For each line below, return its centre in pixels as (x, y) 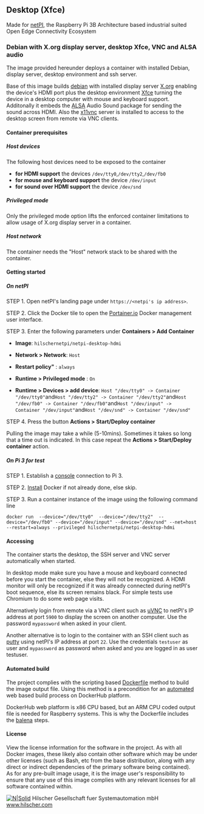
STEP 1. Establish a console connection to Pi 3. (65, 476)
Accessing (20, 541)
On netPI (17, 286)
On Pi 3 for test (25, 460)
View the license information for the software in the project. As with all (94, 747)
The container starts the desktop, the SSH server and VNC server (88, 554)
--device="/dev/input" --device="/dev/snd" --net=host (126, 522)
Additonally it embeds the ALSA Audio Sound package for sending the (94, 105)
